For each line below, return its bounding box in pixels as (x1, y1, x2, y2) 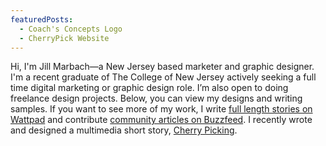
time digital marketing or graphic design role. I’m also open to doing (10, 82, 289, 94)
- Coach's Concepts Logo (19, 24, 123, 34)
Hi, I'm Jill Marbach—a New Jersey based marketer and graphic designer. (10, 61, 315, 73)
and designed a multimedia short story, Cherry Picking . (10, 124, 238, 136)
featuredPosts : (10, 14, 74, 25)
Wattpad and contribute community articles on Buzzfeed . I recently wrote (10, 114, 313, 126)
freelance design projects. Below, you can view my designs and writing (10, 92, 303, 105)
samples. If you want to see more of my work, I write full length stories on (10, 103, 313, 115)
